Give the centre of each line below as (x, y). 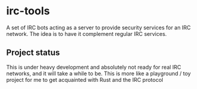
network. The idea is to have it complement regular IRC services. (86, 33)
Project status (33, 53)
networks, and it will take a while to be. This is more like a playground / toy (98, 73)
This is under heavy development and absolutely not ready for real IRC (94, 67)
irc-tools (28, 11)
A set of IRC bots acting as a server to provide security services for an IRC (98, 27)
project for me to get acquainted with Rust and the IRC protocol (85, 79)
